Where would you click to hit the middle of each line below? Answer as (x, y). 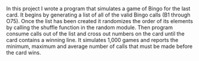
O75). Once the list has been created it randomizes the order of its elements (99, 21)
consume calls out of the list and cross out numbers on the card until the (96, 34)
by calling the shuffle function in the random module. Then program (90, 27)
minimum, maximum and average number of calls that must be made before (99, 46)
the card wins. (24, 52)
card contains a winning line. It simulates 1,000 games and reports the (92, 40)
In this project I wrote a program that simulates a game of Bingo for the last (98, 9)
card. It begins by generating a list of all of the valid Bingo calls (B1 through (98, 15)
